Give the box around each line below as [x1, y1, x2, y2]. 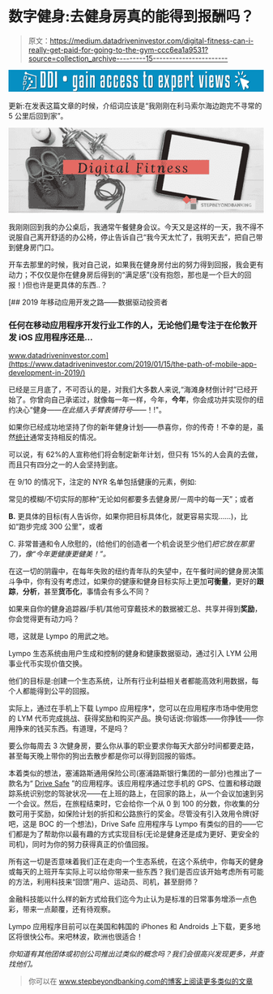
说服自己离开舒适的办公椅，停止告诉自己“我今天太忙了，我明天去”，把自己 [8, 232, 257, 242]
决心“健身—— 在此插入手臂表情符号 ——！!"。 [15, 405, 166, 415]
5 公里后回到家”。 [8, 111, 68, 121]
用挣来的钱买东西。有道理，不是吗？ [8, 724, 130, 733]
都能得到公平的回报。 [22, 686, 94, 696]
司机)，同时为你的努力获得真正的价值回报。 [8, 840, 154, 849]
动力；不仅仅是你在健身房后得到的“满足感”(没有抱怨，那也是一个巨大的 [8, 270, 245, 280]
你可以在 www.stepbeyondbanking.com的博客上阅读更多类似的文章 [28, 976, 254, 987]
